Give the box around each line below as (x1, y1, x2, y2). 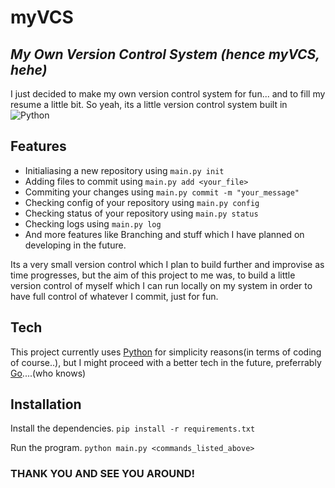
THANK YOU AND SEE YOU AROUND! (10, 467, 196, 481)
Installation (10, 396, 82, 413)
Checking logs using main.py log (24, 217, 162, 230)
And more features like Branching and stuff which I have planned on (24, 228, 305, 240)
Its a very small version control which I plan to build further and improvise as (10, 258, 325, 270)
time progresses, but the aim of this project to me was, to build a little (10, 269, 296, 281)
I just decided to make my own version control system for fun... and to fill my (10, 88, 326, 100)
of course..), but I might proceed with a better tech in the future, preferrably (10, 356, 322, 368)
